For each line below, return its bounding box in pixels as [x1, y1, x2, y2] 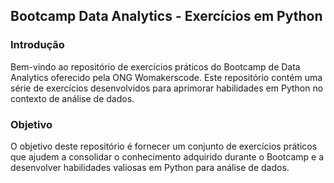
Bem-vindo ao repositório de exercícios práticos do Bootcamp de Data [10, 60, 301, 73]
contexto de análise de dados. [10, 92, 135, 104]
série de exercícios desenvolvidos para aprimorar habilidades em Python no [10, 82, 324, 94]
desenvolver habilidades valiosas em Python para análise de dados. [10, 161, 290, 173]
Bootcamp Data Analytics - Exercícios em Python [10, 8, 323, 25]
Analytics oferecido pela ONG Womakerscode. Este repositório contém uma [10, 71, 323, 83]
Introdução [10, 38, 65, 52]
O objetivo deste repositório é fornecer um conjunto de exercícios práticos [10, 140, 318, 152]
